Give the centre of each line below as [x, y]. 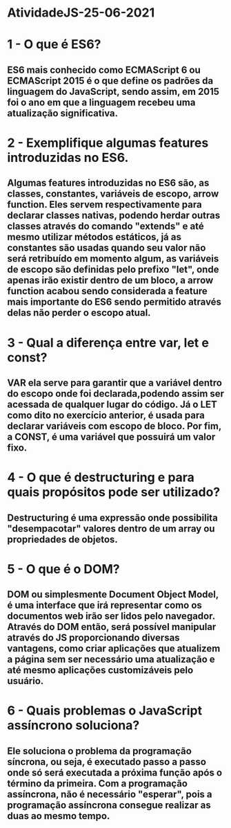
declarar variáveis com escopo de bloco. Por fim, [114, 426]
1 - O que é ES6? [54, 45]
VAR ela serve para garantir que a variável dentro [115, 382]
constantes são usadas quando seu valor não [107, 248]
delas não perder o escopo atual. [79, 313]
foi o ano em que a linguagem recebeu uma [101, 102]
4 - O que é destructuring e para [101, 477]
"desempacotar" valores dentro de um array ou [111, 529]
